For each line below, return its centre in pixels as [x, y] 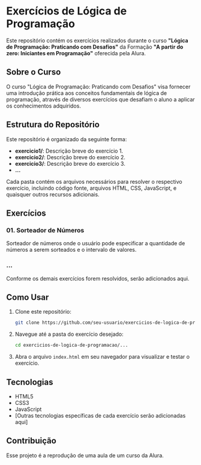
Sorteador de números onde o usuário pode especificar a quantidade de [96, 243]
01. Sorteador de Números [45, 230]
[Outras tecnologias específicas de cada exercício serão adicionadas [100, 415]
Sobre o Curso [34, 72]
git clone [27, 323]
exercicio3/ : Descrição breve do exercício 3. [70, 163]
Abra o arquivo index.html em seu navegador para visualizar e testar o [102, 357]
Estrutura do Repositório [53, 125]
